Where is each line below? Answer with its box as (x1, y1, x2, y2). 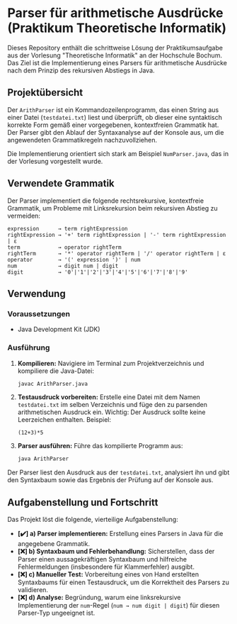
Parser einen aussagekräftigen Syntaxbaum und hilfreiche (17, 555, 187, 564)
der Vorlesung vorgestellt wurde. (7, 157, 103, 165)
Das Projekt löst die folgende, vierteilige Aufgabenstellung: (7, 516, 178, 524)
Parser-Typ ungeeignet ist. (17, 608, 96, 618)
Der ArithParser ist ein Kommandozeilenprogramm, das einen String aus (7, 105, 219, 114)
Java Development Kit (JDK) (17, 325, 100, 334)
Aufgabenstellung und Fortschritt (7, 496, 158, 508)
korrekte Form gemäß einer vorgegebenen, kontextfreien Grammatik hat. (7, 121, 219, 129)
